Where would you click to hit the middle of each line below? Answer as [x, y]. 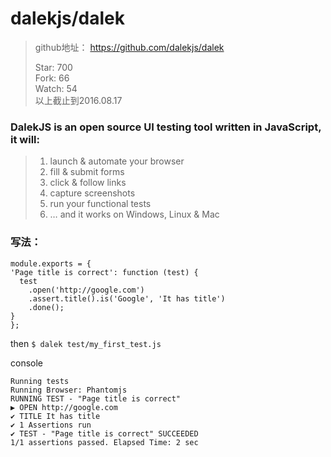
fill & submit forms [87, 172]
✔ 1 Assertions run [51, 425]
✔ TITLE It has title [55, 416]
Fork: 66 [52, 78]
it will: [25, 139]
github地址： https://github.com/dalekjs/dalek [129, 47]
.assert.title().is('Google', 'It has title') [127, 298]
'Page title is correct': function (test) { [104, 272]
